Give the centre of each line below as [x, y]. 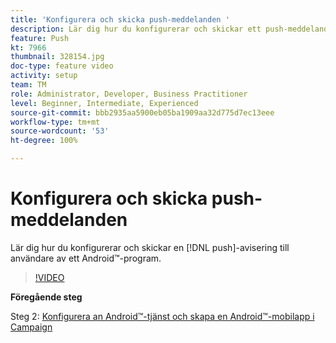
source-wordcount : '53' [60, 131]
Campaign [31, 327]
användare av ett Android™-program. [86, 258]
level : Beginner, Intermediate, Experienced [104, 103]
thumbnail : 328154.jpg [57, 57]
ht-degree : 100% [44, 141]
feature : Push [40, 38]
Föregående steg [46, 297]
